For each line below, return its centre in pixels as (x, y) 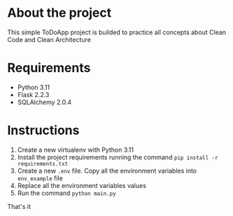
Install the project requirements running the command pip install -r (118, 157)
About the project (59, 13)
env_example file (40, 178)
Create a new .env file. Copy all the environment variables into (107, 171)
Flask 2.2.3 (33, 94)
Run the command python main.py (67, 193)
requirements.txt (43, 164)
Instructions (43, 130)
